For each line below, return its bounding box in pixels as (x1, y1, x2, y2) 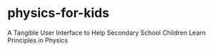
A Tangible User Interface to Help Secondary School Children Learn (7, 28, 207, 37)
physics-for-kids (7, 5, 110, 21)
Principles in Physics (7, 35, 68, 44)
